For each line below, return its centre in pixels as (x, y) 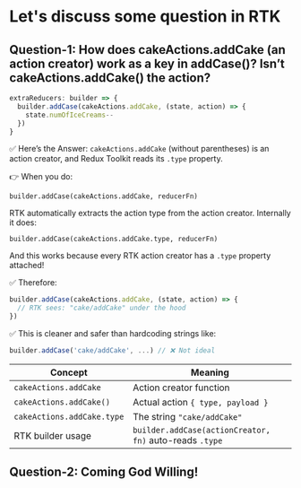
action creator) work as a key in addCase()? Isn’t (147, 63)
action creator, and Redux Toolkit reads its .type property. (116, 159)
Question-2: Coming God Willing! (104, 472)
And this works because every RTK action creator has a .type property (140, 256)
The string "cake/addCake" (188, 416)
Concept (69, 372)
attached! (27, 266)
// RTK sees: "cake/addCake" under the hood (102, 308)
